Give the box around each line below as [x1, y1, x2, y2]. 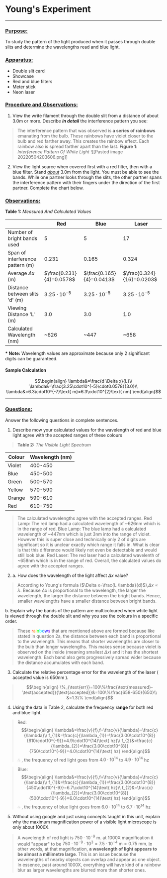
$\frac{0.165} [83, 270, 116, 277]
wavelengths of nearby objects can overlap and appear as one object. [17, 857, 161, 863]
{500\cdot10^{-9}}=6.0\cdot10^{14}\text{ [29, 795, 113, 801]
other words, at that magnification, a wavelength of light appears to [17, 846, 158, 852]
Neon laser [12, 89, 35, 95]
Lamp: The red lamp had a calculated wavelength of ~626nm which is [17, 520, 161, 526]
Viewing [7, 305, 27, 312]
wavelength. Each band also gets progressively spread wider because [17, 654, 162, 660]
